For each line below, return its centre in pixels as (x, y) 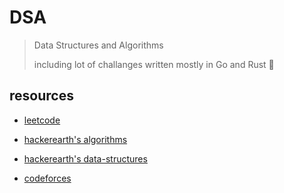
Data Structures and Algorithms (98, 45)
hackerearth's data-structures (85, 158)
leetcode (42, 120)
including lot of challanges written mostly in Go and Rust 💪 (154, 64)
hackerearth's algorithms (75, 139)
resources (41, 96)
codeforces (47, 178)
